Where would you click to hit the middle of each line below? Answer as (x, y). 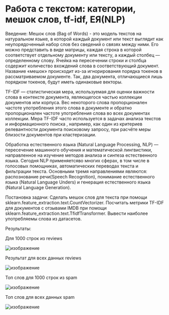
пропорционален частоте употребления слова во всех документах (78, 113)
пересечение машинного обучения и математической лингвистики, (79, 150)
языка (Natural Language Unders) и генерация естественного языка (78, 182)
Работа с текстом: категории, (71, 9)
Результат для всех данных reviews (43, 258)
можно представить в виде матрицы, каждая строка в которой (74, 50)
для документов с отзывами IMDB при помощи (56, 208)
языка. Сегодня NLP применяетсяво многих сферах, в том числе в (77, 160)
